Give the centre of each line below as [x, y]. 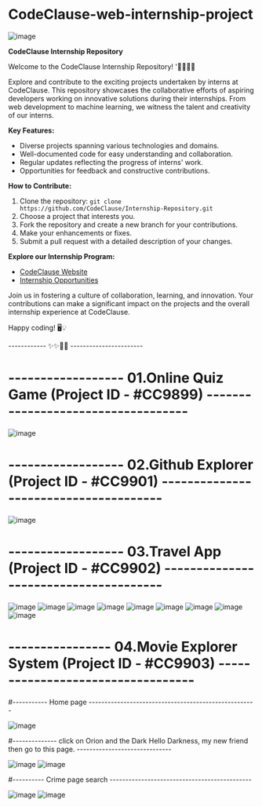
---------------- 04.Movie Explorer [123, 646]
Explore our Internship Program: [62, 256]
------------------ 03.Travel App [115, 552]
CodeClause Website [53, 272]
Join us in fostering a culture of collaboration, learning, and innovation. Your [131, 295]
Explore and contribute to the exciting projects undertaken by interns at [123, 82]
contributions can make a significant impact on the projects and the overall [129, 303]
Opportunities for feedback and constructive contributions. [115, 170]
